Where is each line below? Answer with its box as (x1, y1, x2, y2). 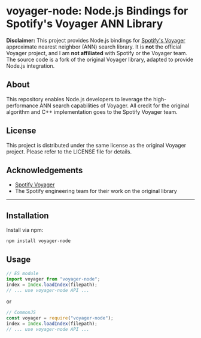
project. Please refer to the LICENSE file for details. (6, 148, 132, 155)
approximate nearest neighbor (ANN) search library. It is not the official (6, 43, 181, 50)
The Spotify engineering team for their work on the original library (14, 188, 178, 195)
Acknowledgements (6, 165, 83, 175)
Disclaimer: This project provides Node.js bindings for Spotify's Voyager (6, 37, 185, 44)
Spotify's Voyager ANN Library (6, 17, 163, 31)
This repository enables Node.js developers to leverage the (6, 95, 153, 102)
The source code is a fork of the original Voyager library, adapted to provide (6, 56, 193, 63)
